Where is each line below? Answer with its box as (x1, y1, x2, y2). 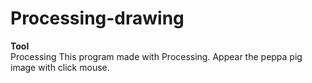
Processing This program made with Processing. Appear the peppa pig (10, 50, 303, 62)
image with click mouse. (10, 61, 110, 73)
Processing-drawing (10, 7, 185, 30)
